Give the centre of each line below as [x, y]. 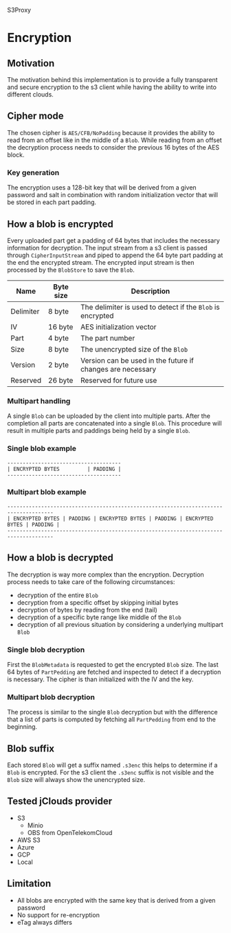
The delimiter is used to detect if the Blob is [150, 307]
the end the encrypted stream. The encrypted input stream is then [101, 262]
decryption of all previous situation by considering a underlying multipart [120, 624]
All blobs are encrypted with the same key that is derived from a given [116, 900]
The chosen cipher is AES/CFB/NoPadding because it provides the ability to [111, 132]
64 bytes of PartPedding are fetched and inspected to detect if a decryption [114, 672]
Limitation [29, 884]
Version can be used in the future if [137, 360]
